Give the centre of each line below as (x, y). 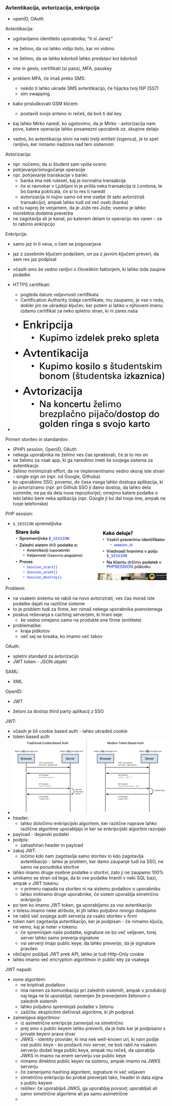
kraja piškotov (35, 631)
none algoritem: (29, 979)
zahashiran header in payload (52, 845)
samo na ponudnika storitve (50, 867)
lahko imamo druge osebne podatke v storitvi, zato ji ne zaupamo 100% (88, 872)
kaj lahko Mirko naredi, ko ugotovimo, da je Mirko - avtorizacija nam (84, 124)
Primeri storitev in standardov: (37, 439)
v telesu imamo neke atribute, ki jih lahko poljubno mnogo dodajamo (84, 911)
